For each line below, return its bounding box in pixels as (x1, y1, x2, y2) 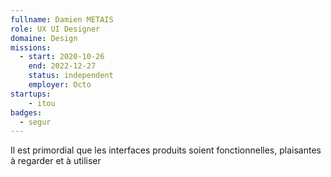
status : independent (28, 71, 114, 81)
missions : (10, 42, 52, 53)
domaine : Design (10, 33, 78, 43)
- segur (19, 117, 52, 127)
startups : (10, 89, 52, 99)
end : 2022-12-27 (28, 61, 97, 71)
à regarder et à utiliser (10, 155, 102, 167)
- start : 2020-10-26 (19, 52, 105, 62)
